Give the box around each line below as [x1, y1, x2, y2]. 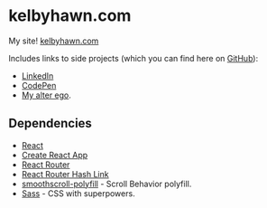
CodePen [21, 80, 57, 90]
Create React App [21, 149, 88, 160]
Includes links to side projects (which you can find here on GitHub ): [8, 52, 259, 63]
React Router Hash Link [21, 168, 109, 179]
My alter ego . [21, 90, 71, 100]
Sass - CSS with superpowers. [21, 187, 136, 199]
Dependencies [8, 116, 92, 131]
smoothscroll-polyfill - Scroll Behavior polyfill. [21, 178, 192, 189]
